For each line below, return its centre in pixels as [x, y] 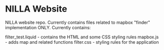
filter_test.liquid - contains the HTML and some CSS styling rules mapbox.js [82, 37]
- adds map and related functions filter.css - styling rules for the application [82, 42]
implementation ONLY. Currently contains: [48, 27]
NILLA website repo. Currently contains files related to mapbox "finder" [78, 22]
